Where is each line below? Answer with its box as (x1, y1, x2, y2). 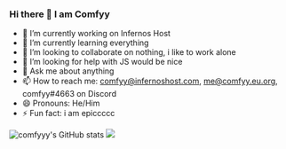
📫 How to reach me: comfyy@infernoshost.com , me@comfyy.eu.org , (21, 75, 278, 87)
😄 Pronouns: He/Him (21, 98, 100, 109)
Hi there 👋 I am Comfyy (9, 8, 111, 20)
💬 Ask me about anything (21, 66, 115, 76)
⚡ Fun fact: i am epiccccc (21, 108, 115, 119)
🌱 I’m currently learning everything (21, 37, 149, 48)
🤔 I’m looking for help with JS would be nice (21, 57, 183, 67)
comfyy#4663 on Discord (21, 89, 117, 99)
